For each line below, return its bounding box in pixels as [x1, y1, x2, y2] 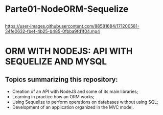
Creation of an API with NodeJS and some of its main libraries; [12, 88, 139, 94]
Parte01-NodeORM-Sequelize [5, 3, 129, 15]
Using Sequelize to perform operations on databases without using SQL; [12, 99, 159, 105]
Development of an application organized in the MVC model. [12, 104, 134, 110]
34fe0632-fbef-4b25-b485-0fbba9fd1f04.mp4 [5, 28, 100, 34]
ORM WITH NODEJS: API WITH [5, 45, 133, 57]
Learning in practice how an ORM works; [12, 93, 94, 99]
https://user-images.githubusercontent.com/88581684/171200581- [5, 23, 140, 29]
